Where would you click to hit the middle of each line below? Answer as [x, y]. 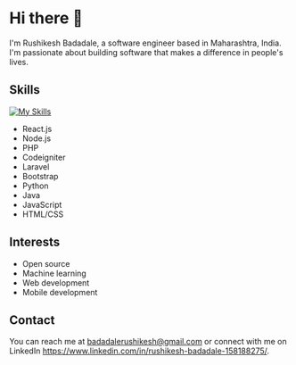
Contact [32, 320]
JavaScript [42, 204]
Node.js [37, 138]
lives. [19, 62]
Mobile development [60, 292]
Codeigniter [44, 157]
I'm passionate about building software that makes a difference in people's [146, 52]
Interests [35, 242]
